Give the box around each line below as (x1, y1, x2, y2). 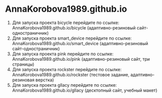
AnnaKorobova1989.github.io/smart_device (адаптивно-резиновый (12, 40, 148, 46)
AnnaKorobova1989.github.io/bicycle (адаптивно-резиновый (12, 24, 136, 30)
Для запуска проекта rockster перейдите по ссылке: (12, 66, 122, 72)
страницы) (12, 61, 35, 67)
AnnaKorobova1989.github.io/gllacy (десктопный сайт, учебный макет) (12, 87, 158, 93)
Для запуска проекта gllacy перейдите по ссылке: (12, 82, 117, 88)
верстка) (35, 77, 54, 83)
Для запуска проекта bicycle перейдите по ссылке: (12, 20, 120, 25)
